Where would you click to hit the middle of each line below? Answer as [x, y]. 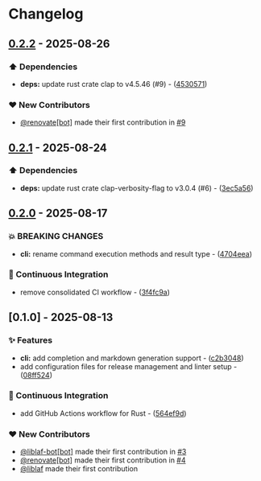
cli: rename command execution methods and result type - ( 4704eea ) [136, 253]
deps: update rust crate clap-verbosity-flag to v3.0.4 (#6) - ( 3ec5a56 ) [137, 188]
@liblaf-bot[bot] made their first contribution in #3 [103, 452]
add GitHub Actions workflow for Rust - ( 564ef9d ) [103, 413]
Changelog [46, 14]
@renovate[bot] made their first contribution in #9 [103, 122]
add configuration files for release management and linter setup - [128, 366]
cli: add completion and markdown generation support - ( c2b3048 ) [132, 358]
